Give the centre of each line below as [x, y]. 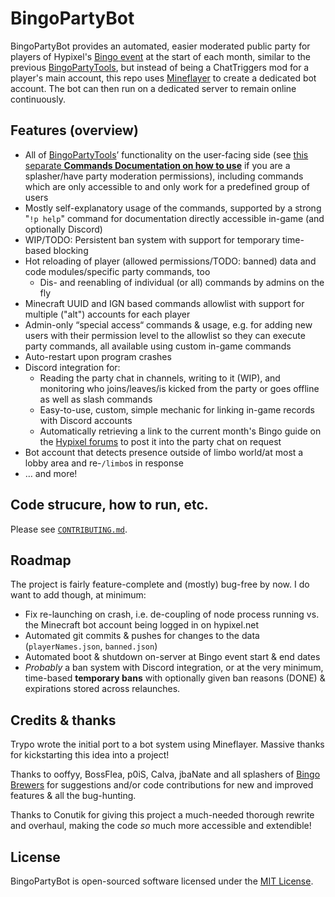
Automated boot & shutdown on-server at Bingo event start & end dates [172, 657]
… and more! [51, 473]
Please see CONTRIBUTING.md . [69, 529]
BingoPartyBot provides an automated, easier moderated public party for [160, 46]
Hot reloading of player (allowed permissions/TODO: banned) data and [170, 261]
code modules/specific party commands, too [117, 271]
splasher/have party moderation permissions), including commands [164, 176]
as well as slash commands [96, 399]
